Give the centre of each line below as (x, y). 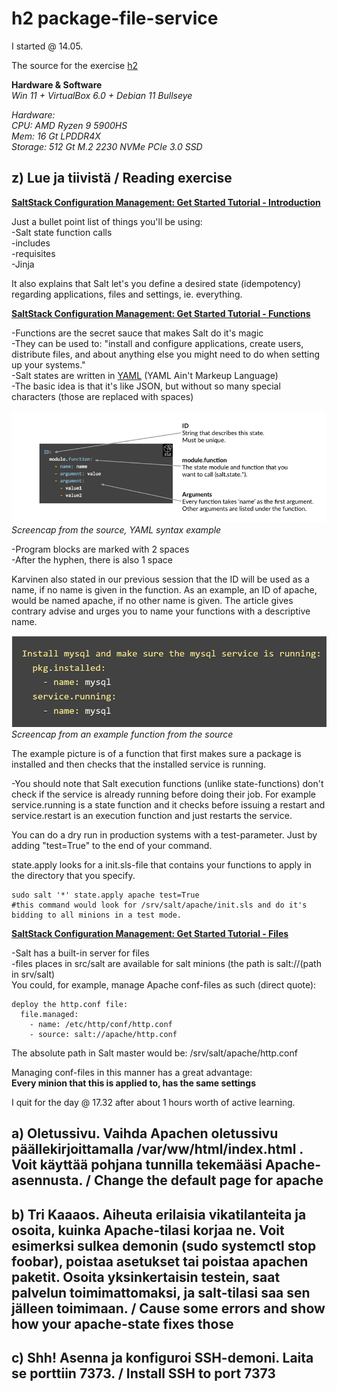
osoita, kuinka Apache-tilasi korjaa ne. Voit (148, 1230)
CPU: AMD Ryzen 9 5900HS (69, 125)
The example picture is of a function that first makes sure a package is (156, 753)
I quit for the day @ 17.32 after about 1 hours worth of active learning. (153, 1102)
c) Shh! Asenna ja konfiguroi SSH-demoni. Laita (162, 1358)
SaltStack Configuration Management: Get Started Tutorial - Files (150, 933)
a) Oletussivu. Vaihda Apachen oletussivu (145, 1133)
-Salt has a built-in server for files (80, 953)
